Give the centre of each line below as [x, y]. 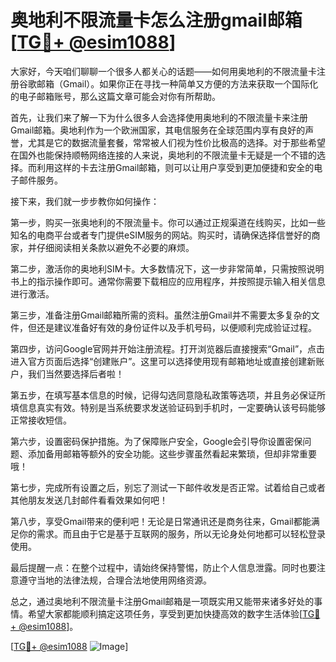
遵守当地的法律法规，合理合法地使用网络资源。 [115, 580]
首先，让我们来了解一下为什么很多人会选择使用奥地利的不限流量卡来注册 [159, 117]
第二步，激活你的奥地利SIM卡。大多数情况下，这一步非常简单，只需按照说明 [167, 268]
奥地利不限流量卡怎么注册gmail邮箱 [156, 20]
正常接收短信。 [41, 420]
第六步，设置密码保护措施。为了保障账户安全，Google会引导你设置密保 [156, 441]
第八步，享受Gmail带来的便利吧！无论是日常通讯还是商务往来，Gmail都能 [161, 521]
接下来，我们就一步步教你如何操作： [85, 201]
